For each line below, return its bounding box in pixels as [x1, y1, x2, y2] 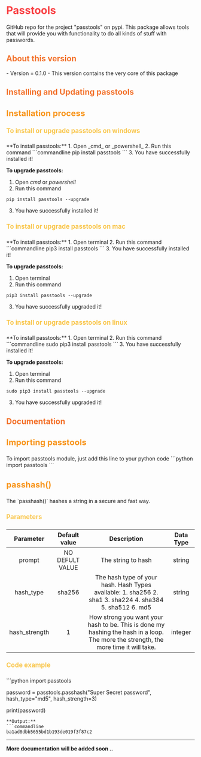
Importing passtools [6, 437, 87, 448]
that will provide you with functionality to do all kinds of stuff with [6, 29, 167, 37]
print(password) [6, 707, 46, 714]
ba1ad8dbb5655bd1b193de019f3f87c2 [6, 729, 93, 735]
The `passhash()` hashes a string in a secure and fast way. [6, 498, 151, 505]
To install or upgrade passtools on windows [6, 127, 141, 135]
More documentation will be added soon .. [6, 745, 114, 752]
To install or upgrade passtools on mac [6, 223, 126, 231]
